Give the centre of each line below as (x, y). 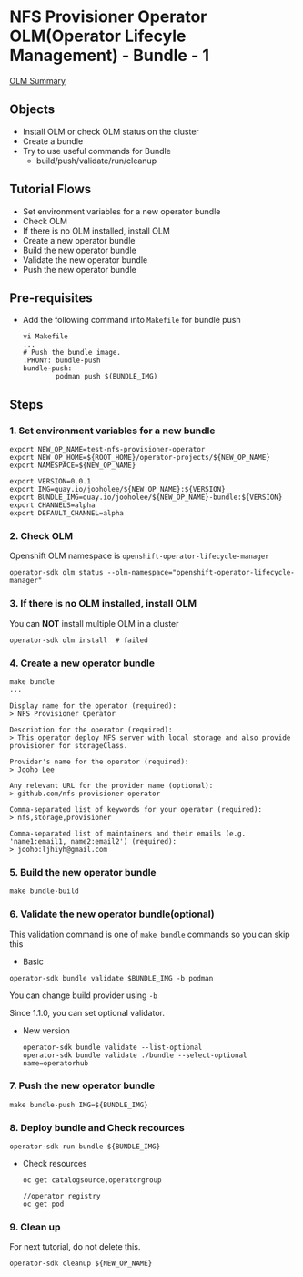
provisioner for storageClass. (69, 745)
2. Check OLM (41, 535)
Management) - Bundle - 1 (109, 56)
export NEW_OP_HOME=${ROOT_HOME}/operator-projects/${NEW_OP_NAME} (140, 458)
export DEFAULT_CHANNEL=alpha (67, 514)
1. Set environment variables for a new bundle (112, 431)
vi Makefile (45, 337)
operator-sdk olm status (56, 573)
